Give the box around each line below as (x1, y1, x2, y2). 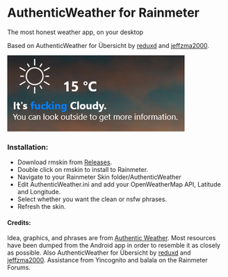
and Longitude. (17, 188, 61, 196)
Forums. (7, 263, 31, 272)
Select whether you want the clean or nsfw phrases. (17, 195, 168, 203)
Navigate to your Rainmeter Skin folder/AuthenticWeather (17, 173, 182, 182)
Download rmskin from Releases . (17, 158, 113, 166)
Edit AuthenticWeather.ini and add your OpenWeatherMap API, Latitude (17, 180, 221, 189)
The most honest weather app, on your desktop (7, 28, 144, 36)
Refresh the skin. (17, 203, 66, 211)
